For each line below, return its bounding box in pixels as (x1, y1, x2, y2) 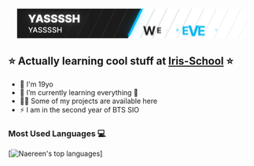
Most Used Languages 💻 (8, 127, 106, 138)
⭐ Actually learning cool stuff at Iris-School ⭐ (8, 54, 234, 68)
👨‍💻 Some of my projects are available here (19, 96, 158, 105)
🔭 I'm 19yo (19, 79, 53, 89)
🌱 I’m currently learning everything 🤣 (19, 87, 139, 97)
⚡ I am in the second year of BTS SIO (19, 105, 140, 114)
